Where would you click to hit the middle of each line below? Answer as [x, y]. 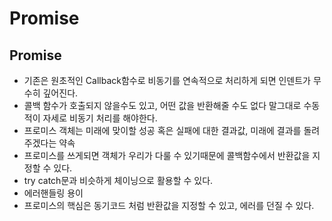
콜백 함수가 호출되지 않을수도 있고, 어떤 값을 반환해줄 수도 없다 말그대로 [162, 105]
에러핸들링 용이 [53, 193]
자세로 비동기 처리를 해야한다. [100, 118]
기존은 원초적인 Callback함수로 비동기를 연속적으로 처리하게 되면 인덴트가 [167, 80]
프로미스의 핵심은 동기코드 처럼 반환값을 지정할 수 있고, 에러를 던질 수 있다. [169, 205]
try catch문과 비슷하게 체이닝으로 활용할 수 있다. [118, 180]
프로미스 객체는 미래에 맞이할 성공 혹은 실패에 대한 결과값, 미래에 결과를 [162, 130]
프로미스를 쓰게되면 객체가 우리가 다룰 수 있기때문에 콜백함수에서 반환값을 [167, 155]
